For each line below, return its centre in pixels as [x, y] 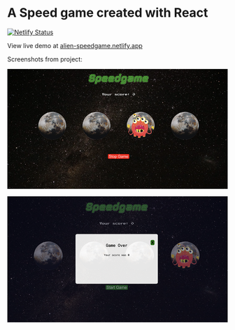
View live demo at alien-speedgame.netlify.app [75, 45]
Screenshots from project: [45, 59]
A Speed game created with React [108, 13]
